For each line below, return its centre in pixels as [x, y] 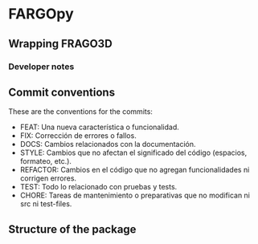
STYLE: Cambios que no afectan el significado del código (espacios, [133, 152]
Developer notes [41, 67]
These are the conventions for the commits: [80, 112]
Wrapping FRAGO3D [60, 44]
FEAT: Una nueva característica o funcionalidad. [99, 127]
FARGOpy [41, 14]
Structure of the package [72, 229]
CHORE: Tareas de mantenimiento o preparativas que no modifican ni [135, 195]
